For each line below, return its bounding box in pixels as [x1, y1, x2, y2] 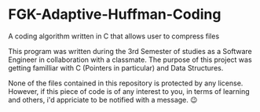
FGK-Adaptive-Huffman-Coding [8, 5, 222, 23]
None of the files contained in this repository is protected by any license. [8, 78, 244, 88]
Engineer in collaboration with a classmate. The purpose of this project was [8, 55, 253, 64]
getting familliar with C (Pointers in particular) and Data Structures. [8, 63, 224, 72]
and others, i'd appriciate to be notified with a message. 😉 [8, 95, 198, 104]
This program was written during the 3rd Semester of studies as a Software [8, 46, 253, 56]
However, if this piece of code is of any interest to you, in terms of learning [8, 86, 250, 96]
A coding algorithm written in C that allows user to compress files [8, 31, 220, 41]
